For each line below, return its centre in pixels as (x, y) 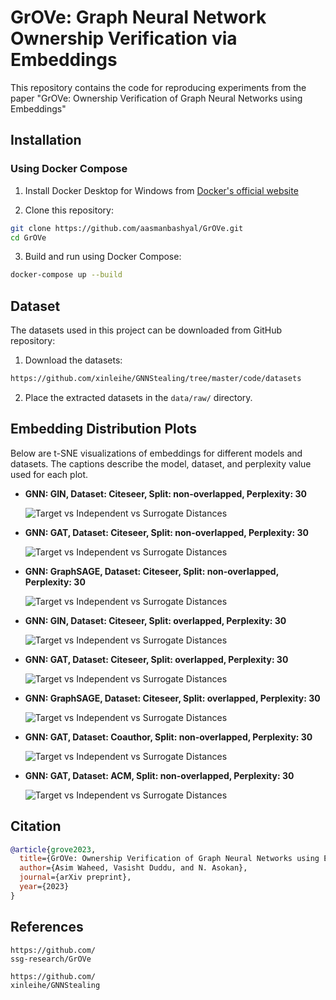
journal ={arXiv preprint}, (75, 877)
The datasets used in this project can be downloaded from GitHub (146, 330)
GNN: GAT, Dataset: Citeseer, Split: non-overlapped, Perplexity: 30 (166, 532)
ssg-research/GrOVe (51, 959)
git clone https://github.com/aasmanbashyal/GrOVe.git (127, 228)
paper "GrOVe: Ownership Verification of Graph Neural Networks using (156, 98)
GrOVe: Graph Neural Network (138, 17)
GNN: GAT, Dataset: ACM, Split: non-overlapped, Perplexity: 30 (159, 775)
